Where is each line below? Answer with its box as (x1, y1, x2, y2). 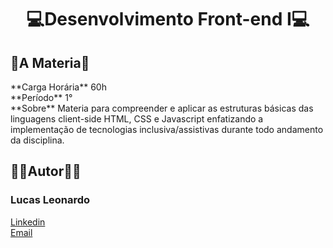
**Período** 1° (10, 92, 73, 103)
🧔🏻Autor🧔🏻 (10, 163, 82, 180)
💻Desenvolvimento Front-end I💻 (26, 8, 310, 31)
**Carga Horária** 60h (10, 81, 107, 93)
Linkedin (10, 216, 46, 228)
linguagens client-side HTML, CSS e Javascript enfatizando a (10, 113, 264, 125)
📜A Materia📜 (10, 54, 90, 71)
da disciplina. (10, 134, 65, 146)
